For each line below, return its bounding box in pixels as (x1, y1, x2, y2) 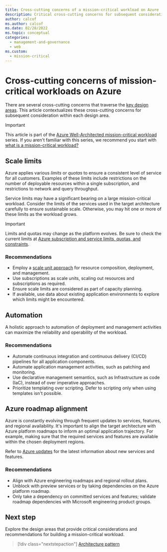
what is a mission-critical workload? (5, 142, 79, 148)
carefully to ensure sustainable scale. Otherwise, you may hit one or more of (5, 206, 162, 212)
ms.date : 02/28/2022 (5, 26, 48, 31)
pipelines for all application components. (12, 359, 96, 365)
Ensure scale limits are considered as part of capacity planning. (12, 286, 143, 292)
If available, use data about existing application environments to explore (12, 291, 160, 297)
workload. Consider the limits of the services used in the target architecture (5, 201, 160, 207)
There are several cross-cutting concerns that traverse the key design (5, 102, 149, 108)
